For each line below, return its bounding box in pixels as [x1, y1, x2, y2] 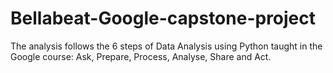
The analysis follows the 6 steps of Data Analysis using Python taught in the [10, 40, 323, 52]
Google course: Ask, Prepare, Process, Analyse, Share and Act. [10, 50, 272, 62]
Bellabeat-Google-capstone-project [10, 7, 317, 30]
